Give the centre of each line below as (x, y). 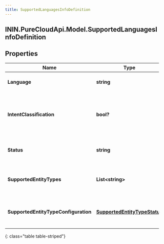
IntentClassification (31, 114)
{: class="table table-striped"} (35, 236)
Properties (21, 54)
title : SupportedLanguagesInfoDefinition (48, 10)
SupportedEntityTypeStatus (129, 212)
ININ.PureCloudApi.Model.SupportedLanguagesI (81, 30)
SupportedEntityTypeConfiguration (50, 212)
